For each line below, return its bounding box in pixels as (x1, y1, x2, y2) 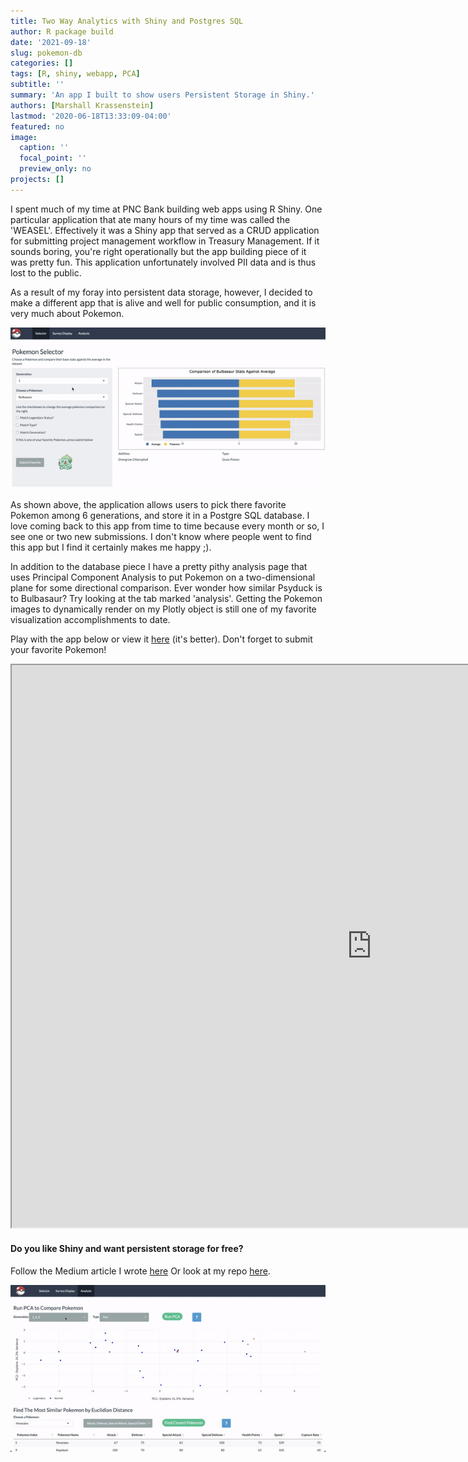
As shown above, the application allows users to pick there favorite (10, 499, 287, 511)
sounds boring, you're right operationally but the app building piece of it (10, 245, 307, 257)
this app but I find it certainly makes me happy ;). (10, 541, 212, 554)
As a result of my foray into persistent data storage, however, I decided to (10, 286, 313, 298)
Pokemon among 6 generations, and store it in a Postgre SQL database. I (10, 510, 310, 522)
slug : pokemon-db (10, 48, 83, 58)
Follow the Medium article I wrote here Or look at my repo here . (10, 1265, 271, 1277)
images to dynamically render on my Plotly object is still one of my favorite (10, 603, 317, 615)
